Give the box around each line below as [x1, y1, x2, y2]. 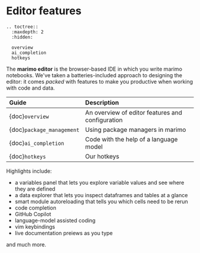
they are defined [14, 185, 55, 192]
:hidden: [11, 34, 33, 40]
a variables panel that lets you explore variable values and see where [14, 179, 185, 186]
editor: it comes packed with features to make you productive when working [6, 78, 193, 85]
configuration [85, 116, 123, 124]
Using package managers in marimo [85, 125, 186, 134]
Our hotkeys [85, 152, 120, 160]
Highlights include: [6, 167, 52, 175]
